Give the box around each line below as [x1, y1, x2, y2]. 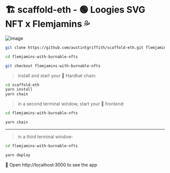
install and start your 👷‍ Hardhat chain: [17, 72, 97, 78]
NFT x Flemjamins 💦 [5, 18, 90, 30]
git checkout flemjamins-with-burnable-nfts [5, 63, 101, 68]
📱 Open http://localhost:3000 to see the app [5, 161, 98, 167]
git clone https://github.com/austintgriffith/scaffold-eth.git [5, 45, 144, 50]
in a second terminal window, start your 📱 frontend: [17, 101, 125, 107]
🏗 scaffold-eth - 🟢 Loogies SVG [5, 4, 146, 16]
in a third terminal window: [17, 134, 73, 140]
